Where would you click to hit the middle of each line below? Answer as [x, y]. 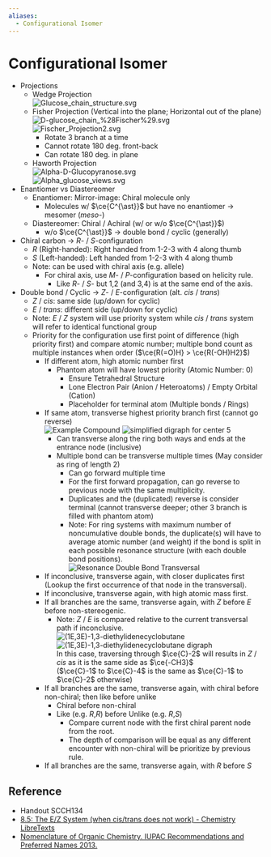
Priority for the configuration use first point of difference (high [135, 335]
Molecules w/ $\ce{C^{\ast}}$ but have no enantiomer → [139, 207]
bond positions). [95, 559]
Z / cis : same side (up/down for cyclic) [96, 301]
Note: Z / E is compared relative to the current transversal [152, 620]
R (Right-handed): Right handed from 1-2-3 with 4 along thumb [137, 249]
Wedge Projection [62, 95]
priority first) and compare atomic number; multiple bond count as [142, 344]
